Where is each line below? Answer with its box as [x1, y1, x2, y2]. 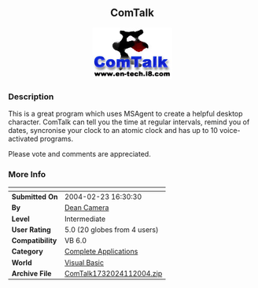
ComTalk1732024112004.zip [64, 268, 163, 278]
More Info [8, 169, 46, 180]
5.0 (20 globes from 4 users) [64, 224, 159, 234]
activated [8, 134, 39, 144]
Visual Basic [64, 257, 105, 267]
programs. [39, 134, 74, 144]
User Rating [11, 224, 51, 234]
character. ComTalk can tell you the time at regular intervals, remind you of [8, 117, 250, 127]
